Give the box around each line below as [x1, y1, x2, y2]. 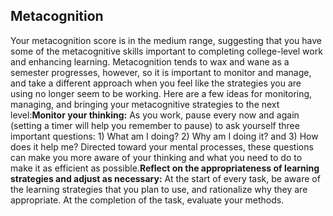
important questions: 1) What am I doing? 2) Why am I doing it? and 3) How [10, 130, 319, 142]
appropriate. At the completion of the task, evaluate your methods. [10, 194, 285, 206]
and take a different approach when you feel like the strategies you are [10, 77, 302, 89]
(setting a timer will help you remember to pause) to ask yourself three [10, 119, 300, 131]
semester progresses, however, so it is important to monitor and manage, [10, 66, 312, 78]
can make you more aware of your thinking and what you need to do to [10, 151, 303, 163]
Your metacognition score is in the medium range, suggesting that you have [10, 34, 322, 46]
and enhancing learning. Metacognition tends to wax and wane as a [10, 55, 290, 68]
